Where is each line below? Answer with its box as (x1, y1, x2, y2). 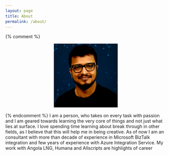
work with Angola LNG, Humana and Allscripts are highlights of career (5, 145, 153, 151)
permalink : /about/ (5, 19, 47, 24)
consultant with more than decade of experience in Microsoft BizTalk (5, 134, 150, 140)
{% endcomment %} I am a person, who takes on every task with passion (5, 113, 160, 119)
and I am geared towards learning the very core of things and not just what (5, 118, 163, 124)
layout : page (5, 8, 33, 13)
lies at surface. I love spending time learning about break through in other (5, 123, 160, 129)
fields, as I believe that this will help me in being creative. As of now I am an (5, 129, 164, 135)
